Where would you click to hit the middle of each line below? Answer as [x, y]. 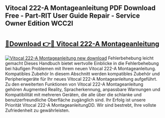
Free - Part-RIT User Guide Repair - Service [73, 16]
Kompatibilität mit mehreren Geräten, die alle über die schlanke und [73, 95]
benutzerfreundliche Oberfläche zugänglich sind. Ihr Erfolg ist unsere [76, 100]
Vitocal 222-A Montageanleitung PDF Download [81, 8]
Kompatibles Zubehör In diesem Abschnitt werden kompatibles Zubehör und [82, 74]
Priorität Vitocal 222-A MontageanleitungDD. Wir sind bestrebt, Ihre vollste [81, 105]
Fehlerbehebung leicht [131, 58]
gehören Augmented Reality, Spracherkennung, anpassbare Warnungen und [83, 89]
